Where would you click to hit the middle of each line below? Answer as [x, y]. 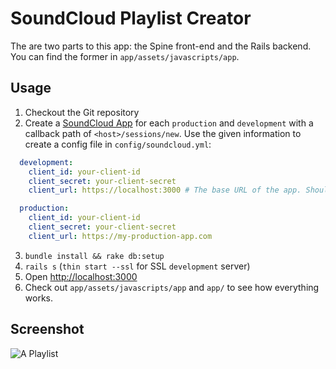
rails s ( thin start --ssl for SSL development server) [137, 266]
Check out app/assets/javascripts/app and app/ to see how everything [172, 287]
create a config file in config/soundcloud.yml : [118, 144]
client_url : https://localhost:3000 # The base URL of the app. [165, 190]
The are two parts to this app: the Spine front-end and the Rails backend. [161, 46]
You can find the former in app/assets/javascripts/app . [125, 56]
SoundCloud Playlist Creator [131, 18]
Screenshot [47, 329]
